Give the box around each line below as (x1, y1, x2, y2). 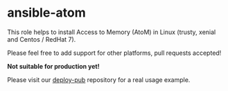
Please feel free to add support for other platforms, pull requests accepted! (7, 49, 222, 57)
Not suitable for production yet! (7, 62, 100, 70)
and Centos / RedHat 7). (7, 35, 76, 43)
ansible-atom (7, 5, 86, 21)
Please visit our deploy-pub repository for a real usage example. (7, 75, 191, 84)
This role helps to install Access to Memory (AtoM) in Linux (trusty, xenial (7, 28, 216, 36)
